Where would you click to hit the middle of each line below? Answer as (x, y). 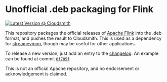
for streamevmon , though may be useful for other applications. (71, 43)
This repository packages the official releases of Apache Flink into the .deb (83, 33)
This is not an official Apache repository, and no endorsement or (72, 68)
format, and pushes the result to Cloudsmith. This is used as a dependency (83, 38)
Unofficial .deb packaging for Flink (79, 9)
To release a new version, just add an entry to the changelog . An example (82, 53)
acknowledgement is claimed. (36, 73)
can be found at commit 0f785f (37, 58)
